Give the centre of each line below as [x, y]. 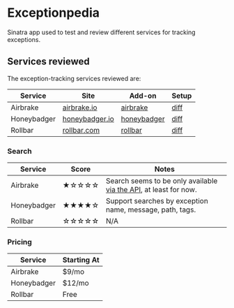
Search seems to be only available [162, 181]
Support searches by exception [157, 201]
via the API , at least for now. [151, 190]
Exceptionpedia [53, 13]
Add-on [143, 96]
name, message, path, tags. [151, 210]
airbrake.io [80, 108]
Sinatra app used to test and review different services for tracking [102, 32]
